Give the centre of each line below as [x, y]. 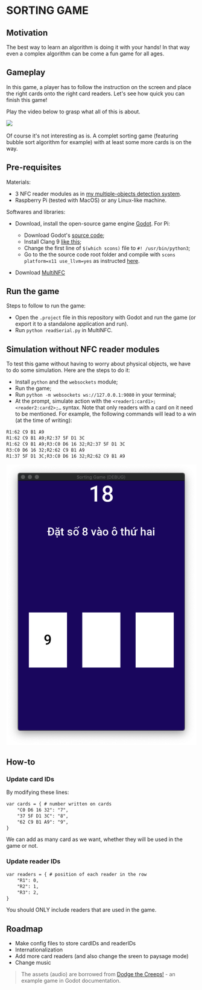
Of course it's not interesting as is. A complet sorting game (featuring [92, 136]
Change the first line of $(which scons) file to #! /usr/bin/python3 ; [107, 248]
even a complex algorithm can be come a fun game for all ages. [85, 54]
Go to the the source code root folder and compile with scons [100, 254]
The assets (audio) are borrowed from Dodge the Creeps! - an [98, 974]
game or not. [22, 845]
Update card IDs [30, 779]
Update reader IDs [33, 861]
